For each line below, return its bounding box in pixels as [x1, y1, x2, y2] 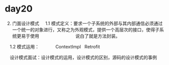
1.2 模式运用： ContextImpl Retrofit [9, 43, 100, 49]
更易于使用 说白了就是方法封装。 [16, 33, 120, 39]
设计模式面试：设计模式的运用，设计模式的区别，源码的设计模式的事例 [9, 54, 157, 60]
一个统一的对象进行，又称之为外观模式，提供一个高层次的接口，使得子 [12, 26, 160, 33]
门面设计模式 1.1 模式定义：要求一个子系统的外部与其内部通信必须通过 [12, 20, 163, 26]
